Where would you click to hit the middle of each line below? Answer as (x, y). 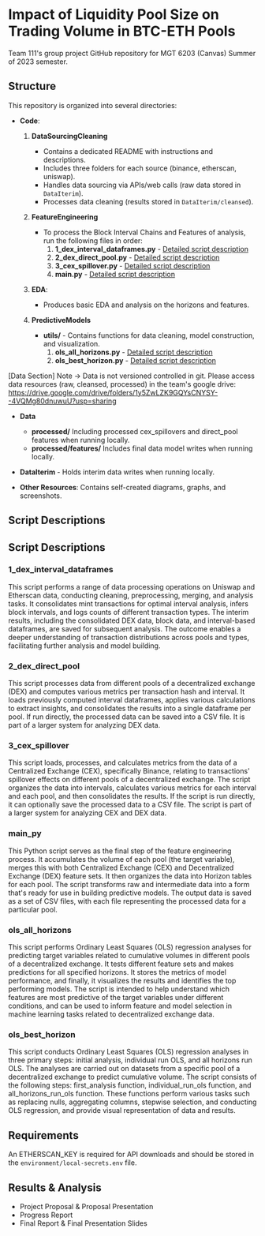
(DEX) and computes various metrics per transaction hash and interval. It (127, 691)
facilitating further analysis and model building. (84, 646)
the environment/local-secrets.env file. (73, 1163)
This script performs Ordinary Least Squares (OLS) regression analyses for (130, 947)
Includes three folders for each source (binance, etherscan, (140, 168)
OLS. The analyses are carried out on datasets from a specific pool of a (124, 1069)
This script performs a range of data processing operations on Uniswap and (132, 586)
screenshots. (41, 496)
